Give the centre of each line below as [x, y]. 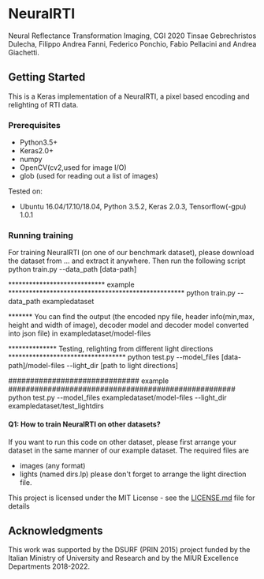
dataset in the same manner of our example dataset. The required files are [129, 450]
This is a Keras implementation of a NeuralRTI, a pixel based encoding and [129, 96]
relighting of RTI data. [43, 104]
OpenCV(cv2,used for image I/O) [73, 167]
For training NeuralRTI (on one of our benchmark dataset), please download [131, 253]
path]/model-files [37, 366]
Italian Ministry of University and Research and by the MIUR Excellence [123, 558]
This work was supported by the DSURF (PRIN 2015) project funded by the [129, 550]
